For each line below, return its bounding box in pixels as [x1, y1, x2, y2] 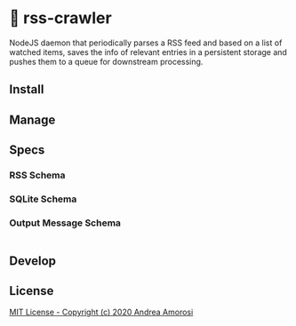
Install [9, 82, 44, 97]
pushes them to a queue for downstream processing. [9, 56, 204, 67]
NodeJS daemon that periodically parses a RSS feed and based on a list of [9, 37, 283, 48]
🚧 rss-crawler [9, 8, 113, 28]
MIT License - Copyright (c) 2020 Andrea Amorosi [9, 306, 194, 318]
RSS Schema [9, 169, 66, 181]
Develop [9, 253, 56, 268]
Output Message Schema [9, 217, 122, 229]
